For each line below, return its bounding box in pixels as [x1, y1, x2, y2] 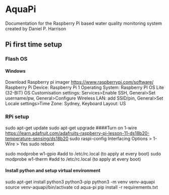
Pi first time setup [5, 40, 62, 49]
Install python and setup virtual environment [5, 168, 101, 174]
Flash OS [5, 56, 28, 63]
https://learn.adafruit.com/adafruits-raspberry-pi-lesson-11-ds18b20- [5, 130, 150, 136]
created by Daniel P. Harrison [5, 25, 67, 31]
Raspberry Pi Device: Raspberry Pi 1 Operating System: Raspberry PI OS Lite [5, 84, 164, 90]
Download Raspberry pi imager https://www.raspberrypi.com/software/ [5, 79, 154, 85]
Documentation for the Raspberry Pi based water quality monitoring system [5, 20, 162, 26]
